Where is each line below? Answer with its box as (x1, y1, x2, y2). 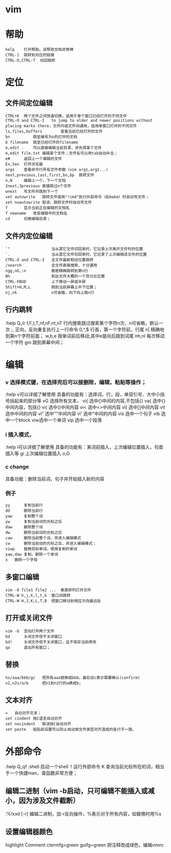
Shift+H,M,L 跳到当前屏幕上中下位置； (5, 284, 98, 290)
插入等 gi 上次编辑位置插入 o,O (5, 450, 70, 456)
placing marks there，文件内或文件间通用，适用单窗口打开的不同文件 (5, 123, 137, 129)
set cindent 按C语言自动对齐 (5, 716, 63, 721)
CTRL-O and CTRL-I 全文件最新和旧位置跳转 (5, 257, 93, 263)
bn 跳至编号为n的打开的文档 (5, 135, 78, 140)
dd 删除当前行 (5, 508, 43, 513)
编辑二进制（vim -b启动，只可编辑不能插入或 (5, 786, 148, 795)
